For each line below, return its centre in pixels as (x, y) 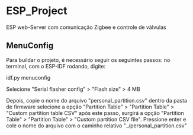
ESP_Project (37, 11)
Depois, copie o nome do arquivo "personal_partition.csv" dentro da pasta (97, 100)
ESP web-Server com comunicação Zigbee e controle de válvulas (86, 27)
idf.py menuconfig (28, 77)
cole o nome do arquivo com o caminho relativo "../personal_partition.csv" (97, 126)
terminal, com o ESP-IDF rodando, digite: (56, 66)
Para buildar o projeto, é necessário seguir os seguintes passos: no (88, 60)
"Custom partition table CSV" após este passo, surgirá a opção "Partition (95, 113)
